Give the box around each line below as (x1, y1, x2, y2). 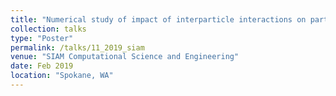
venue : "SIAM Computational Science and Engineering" (10, 52, 240, 62)
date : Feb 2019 (10, 61, 74, 71)
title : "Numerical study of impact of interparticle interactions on (10, 14, 307, 25)
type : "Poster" (10, 33, 74, 43)
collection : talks (10, 24, 87, 34)
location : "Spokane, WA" (10, 71, 114, 81)
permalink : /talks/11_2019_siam (10, 42, 145, 53)
